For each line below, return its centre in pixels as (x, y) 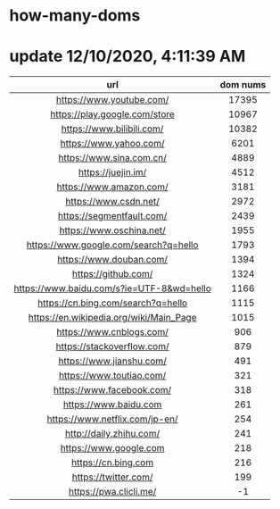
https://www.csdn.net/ (113, 202)
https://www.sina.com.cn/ (112, 158)
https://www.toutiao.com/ (112, 376)
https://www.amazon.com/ (112, 187)
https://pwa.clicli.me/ (112, 492)
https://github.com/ (112, 274)
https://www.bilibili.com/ (112, 129)
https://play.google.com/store (113, 114)
